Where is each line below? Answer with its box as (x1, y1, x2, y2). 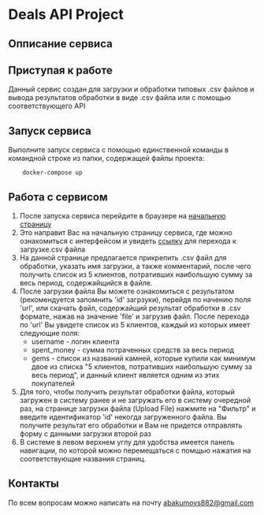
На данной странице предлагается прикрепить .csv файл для (19, 253, 227, 263)
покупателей (31, 379, 75, 388)
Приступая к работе (8, 63, 113, 77)
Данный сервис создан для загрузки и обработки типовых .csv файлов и (8, 84, 255, 94)
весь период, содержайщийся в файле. (19, 278, 153, 288)
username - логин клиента (31, 337, 120, 346)
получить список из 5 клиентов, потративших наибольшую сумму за (19, 270, 253, 279)
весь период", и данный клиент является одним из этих (31, 371, 220, 380)
